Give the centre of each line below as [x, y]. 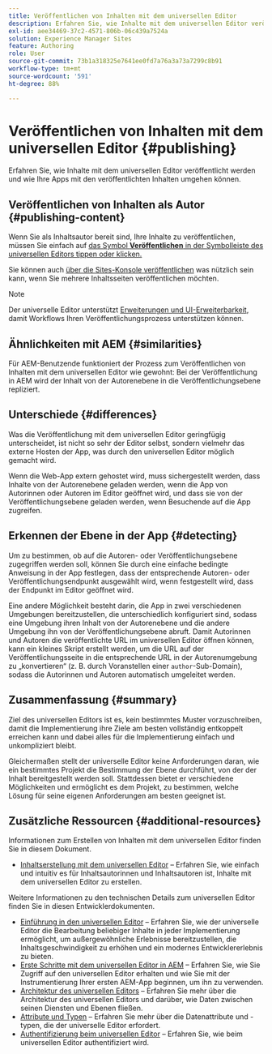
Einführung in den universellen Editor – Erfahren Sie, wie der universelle [139, 922]
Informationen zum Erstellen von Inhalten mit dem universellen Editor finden [135, 841]
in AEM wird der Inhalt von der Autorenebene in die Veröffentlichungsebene [135, 381]
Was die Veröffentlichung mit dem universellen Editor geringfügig [117, 434]
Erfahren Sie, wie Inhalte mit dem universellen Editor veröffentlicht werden [132, 170]
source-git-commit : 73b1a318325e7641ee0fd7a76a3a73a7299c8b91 [115, 62]
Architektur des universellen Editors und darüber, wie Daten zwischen [136, 1000]
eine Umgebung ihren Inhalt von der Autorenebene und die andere [119, 623]
